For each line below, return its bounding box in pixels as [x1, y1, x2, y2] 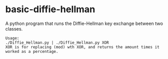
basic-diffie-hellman [5, 4, 96, 15]
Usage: [5, 36, 20, 41]
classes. [5, 25, 23, 32]
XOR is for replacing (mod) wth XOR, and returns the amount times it [5, 44, 160, 49]
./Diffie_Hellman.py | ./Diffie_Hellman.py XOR [5, 40, 109, 45]
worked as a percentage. [5, 49, 59, 54]
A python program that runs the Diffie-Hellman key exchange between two [5, 20, 163, 26]
